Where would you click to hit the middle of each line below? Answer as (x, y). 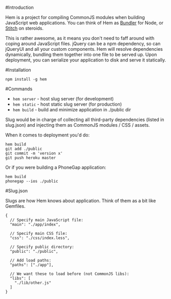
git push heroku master (31, 158)
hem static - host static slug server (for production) (67, 104)
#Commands (19, 89)
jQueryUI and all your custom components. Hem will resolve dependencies (84, 49)
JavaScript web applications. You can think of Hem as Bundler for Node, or (84, 23)
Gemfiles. (15, 206)
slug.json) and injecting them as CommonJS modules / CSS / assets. (78, 125)
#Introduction (20, 7)
